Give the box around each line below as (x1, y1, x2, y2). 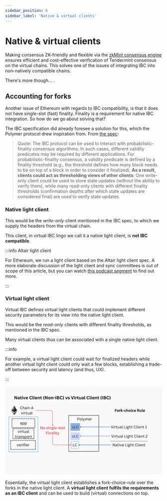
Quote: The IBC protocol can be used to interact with (17, 140, 126, 147)
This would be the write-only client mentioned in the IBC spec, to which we (5, 217, 160, 223)
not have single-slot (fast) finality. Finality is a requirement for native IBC (5, 110, 154, 117)
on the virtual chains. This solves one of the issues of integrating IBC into (5, 62, 156, 68)
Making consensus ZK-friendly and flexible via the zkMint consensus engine (5, 52, 162, 58)
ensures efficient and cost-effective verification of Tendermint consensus (5, 57, 157, 63)
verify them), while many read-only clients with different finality (17, 183, 148, 189)
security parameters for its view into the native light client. (5, 312, 125, 318)
